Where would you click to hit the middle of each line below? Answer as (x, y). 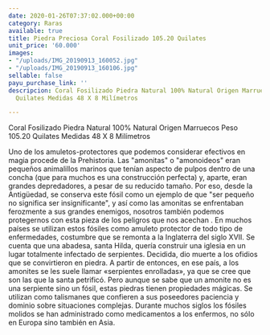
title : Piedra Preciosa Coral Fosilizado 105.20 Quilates (107, 38)
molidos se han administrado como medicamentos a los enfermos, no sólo (131, 314)
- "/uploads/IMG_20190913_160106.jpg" (73, 68)
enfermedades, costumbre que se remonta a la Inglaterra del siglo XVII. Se (132, 237)
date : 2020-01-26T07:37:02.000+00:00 (72, 16)
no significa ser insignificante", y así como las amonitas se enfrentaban (126, 203)
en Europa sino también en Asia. (62, 323)
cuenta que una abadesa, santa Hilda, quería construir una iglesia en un (127, 246)
